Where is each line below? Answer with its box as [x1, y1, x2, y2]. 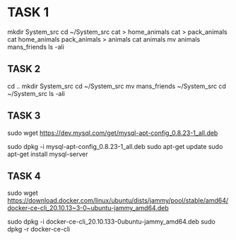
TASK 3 [7, 110, 41, 122]
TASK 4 [7, 170, 41, 182]
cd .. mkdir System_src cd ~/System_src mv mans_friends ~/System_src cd [7, 82, 226, 90]
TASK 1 [7, 4, 49, 20]
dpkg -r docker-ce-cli [7, 225, 71, 234]
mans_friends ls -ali [7, 42, 65, 51]
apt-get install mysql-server [7, 150, 88, 158]
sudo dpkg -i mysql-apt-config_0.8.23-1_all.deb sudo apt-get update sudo [7, 142, 223, 150]
